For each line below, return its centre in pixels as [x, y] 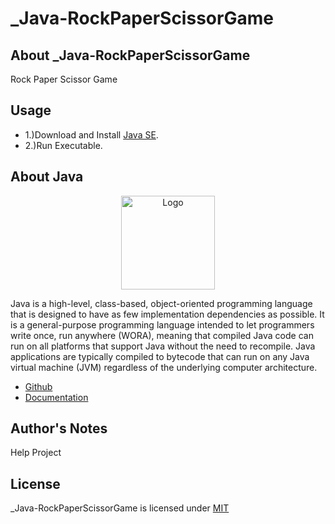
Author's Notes [59, 428]
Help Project [36, 453]
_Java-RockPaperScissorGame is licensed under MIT [120, 508]
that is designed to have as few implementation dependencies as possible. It [167, 314]
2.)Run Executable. [63, 145]
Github [38, 386]
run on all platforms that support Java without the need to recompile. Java [163, 346]
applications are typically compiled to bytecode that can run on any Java [160, 356]
